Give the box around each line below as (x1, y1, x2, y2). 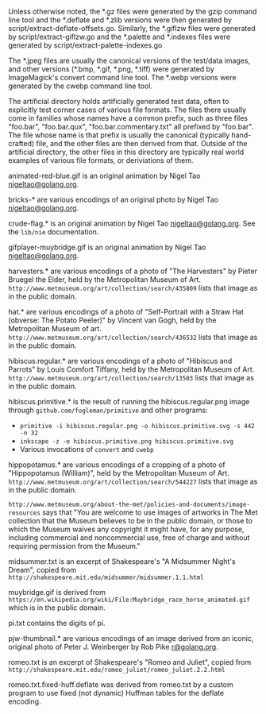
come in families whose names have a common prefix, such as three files (8, 114, 249, 122)
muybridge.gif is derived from (8, 588, 106, 596)
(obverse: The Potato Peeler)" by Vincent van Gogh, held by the (8, 315, 217, 325)
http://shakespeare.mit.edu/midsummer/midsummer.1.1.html (8, 573, 204, 581)
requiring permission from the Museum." (8, 542, 141, 550)
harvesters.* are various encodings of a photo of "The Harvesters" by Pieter (8, 266, 258, 276)
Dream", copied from (8, 565, 77, 574)
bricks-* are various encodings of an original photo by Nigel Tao (8, 195, 218, 204)
